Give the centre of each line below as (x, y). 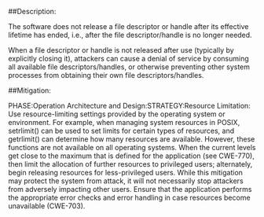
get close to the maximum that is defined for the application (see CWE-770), (132, 156)
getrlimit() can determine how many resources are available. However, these (132, 139)
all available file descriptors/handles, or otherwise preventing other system (129, 67)
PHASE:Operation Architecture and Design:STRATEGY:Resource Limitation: (130, 106)
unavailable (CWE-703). (47, 206)
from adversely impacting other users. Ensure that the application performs (130, 189)
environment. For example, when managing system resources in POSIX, (124, 122)
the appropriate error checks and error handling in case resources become (129, 197)
